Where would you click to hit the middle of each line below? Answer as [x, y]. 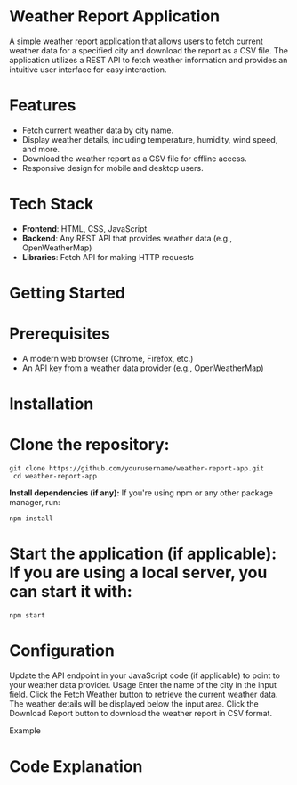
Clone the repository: [89, 445]
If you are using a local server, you [138, 573]
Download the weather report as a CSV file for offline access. [134, 159]
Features [43, 106]
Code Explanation [76, 767]
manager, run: [35, 503]
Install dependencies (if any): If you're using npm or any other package [141, 493]
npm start [28, 616]
